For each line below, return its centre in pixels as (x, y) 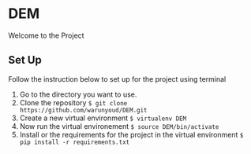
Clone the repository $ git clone (73, 102)
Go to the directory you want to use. (78, 94)
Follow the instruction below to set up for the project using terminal (117, 79)
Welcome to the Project (46, 35)
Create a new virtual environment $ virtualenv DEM (103, 118)
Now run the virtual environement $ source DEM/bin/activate (119, 126)
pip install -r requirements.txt (75, 142)
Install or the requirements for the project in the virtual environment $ (131, 134)
